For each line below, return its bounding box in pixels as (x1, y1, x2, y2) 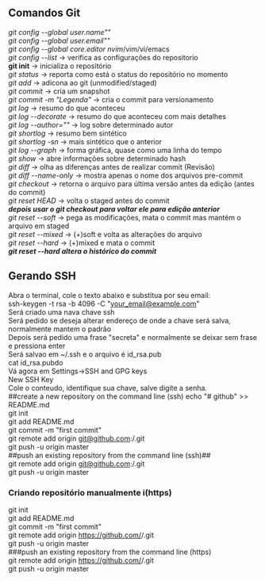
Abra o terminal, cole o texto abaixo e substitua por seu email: (8, 290, 210, 300)
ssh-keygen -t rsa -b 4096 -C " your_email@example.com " (8, 299, 200, 308)
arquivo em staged (8, 221, 70, 231)
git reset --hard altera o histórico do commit (8, 246, 157, 256)
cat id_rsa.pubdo (8, 357, 63, 367)
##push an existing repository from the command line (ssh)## (8, 450, 211, 460)
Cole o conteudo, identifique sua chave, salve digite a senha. (8, 383, 208, 392)
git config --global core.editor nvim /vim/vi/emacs (8, 44, 170, 54)
